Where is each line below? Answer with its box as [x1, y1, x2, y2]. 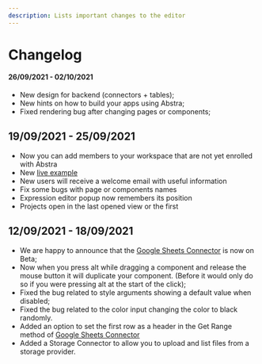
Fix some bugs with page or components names [19, 184, 177, 194]
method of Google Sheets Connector [19, 330, 140, 339]
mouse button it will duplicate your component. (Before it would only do [19, 270, 253, 280]
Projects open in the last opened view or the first [19, 201, 179, 211]
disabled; [19, 296, 50, 305]
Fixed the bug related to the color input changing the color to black [19, 305, 238, 314]
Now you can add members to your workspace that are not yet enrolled [19, 151, 253, 160]
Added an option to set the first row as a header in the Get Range [19, 321, 232, 331]
